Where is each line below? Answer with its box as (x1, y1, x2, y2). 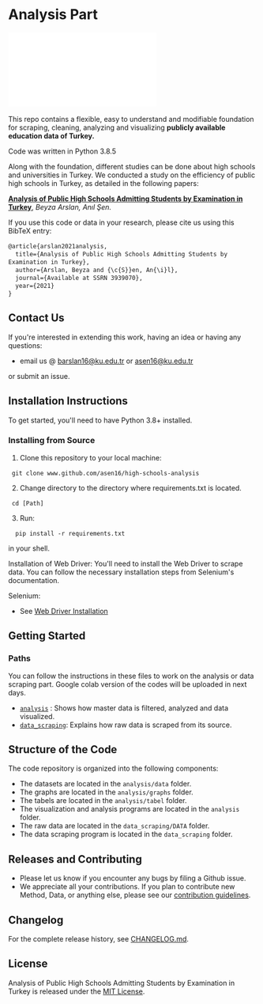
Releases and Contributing (8, 852, 142, 866)
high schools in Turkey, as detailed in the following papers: (8, 178, 199, 188)
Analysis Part (8, 6, 99, 24)
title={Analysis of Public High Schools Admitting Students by (15, 250, 227, 258)
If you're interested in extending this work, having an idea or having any (8, 332, 242, 342)
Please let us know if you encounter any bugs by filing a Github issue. (19, 873, 246, 883)
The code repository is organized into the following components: (8, 763, 219, 773)
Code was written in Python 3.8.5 (8, 146, 117, 156)
